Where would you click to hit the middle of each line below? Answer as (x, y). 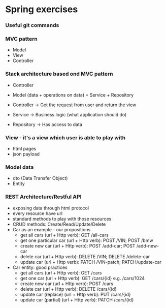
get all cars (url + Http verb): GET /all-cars (64, 235)
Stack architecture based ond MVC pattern (59, 74)
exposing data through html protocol (51, 208)
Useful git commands (32, 25)
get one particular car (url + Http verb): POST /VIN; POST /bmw (87, 240)
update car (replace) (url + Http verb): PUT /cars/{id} (75, 294)
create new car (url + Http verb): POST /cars (67, 284)
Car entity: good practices (40, 267)
